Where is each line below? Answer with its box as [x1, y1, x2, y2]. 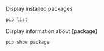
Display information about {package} [5, 27, 98, 35]
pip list [5, 17, 28, 23]
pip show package [5, 39, 50, 45]
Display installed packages [5, 5, 73, 12]
